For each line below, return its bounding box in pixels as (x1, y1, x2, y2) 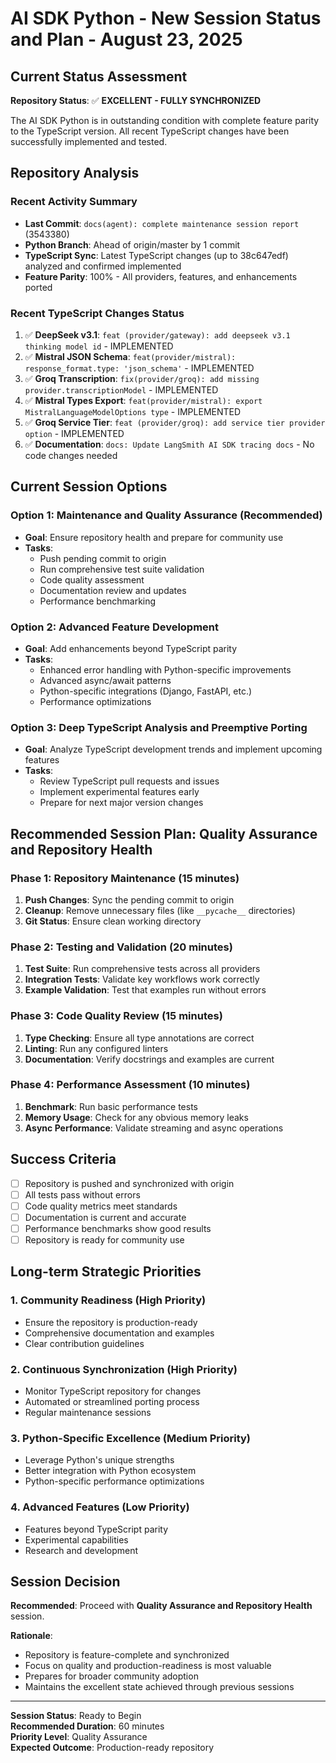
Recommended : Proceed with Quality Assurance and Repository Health (10, 1600, 313, 1612)
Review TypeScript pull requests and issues (39, 775, 220, 787)
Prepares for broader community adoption (24, 1670, 199, 1682)
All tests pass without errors (24, 1188, 141, 1201)
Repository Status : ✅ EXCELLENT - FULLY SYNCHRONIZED (10, 95, 262, 106)
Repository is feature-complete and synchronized (24, 1649, 230, 1661)
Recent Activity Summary (10, 195, 138, 209)
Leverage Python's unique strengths (24, 1454, 175, 1466)
